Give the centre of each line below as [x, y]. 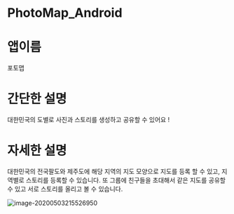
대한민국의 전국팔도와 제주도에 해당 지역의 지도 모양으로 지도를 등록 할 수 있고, [114, 171]
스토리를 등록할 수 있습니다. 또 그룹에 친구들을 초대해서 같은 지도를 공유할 [126, 180]
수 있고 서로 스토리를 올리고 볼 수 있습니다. [65, 189]
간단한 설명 [37, 99]
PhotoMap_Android [65, 13]
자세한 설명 [37, 151]
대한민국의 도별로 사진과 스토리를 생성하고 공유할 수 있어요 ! [89, 120]
